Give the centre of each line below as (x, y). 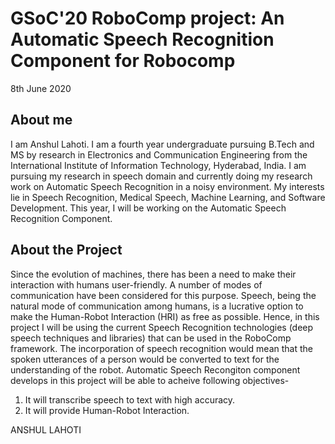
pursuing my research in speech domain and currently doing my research (161, 176)
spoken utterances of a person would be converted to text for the (145, 359)
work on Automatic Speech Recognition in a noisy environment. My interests (167, 186)
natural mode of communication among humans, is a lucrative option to (157, 306)
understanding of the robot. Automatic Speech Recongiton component (155, 369)
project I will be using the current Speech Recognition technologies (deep (162, 327)
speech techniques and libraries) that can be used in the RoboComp (151, 338)
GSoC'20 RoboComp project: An (147, 18)
